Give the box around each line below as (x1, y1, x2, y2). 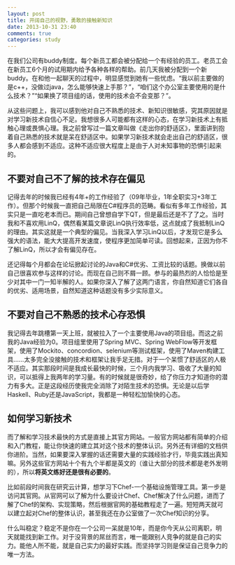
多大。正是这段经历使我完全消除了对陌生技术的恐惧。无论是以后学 (19, 381, 210, 390)
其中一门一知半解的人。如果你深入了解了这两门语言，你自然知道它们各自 (19, 278, 228, 286)
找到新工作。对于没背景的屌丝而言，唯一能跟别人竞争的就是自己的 (25, 532, 215, 540)
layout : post (7, 10, 45, 18)
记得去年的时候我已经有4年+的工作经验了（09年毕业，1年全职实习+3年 (7, 192, 211, 200)
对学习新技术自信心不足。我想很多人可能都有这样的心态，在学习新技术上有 (7, 115, 222, 123)
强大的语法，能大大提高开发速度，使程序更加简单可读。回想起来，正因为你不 (7, 236, 228, 245)
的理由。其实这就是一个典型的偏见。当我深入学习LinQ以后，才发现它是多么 (7, 227, 223, 236)
